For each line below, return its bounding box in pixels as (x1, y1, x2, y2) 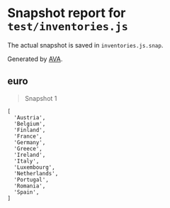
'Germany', (13, 138, 46, 146)
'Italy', (13, 158, 40, 165)
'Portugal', (13, 176, 50, 183)
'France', (13, 133, 42, 140)
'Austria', (13, 114, 46, 121)
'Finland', (13, 126, 46, 133)
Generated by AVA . (7, 55, 63, 63)
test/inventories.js (7, 20, 129, 33)
